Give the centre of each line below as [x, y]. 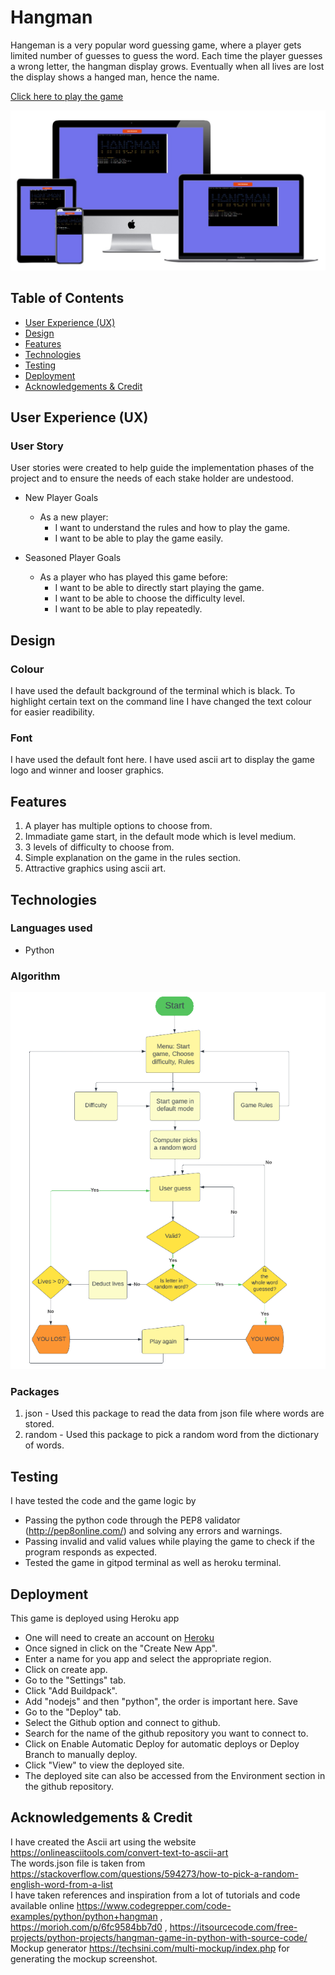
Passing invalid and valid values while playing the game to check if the [169, 1542]
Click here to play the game [67, 96]
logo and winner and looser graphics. [87, 770]
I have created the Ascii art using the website [103, 1842]
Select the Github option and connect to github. [122, 1723]
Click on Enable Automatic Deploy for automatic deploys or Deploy [162, 1744]
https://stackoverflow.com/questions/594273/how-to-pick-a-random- [154, 1873]
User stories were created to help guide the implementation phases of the [162, 468]
